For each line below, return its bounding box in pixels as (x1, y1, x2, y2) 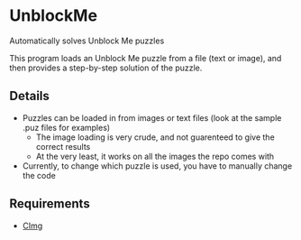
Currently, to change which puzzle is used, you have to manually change (22, 160, 293, 171)
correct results (35, 141, 91, 152)
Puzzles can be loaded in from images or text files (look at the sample (22, 112, 282, 123)
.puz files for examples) (22, 122, 111, 133)
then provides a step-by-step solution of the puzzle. (9, 62, 203, 73)
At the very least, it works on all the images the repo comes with (35, 151, 275, 162)
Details (9, 88, 50, 104)
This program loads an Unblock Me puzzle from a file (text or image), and (9, 52, 282, 63)
